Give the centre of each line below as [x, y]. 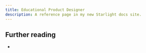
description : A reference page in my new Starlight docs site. [74, 14]
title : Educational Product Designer [45, 10]
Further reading [30, 35]
